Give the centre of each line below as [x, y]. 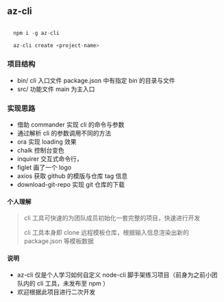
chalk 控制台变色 [40, 151]
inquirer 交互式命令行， [50, 159]
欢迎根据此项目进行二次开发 [56, 292]
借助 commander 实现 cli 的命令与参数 [71, 125]
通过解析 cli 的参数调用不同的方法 [64, 134]
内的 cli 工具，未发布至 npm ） [66, 283]
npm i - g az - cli [36, 33]
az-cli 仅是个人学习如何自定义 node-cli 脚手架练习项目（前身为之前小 [114, 275]
